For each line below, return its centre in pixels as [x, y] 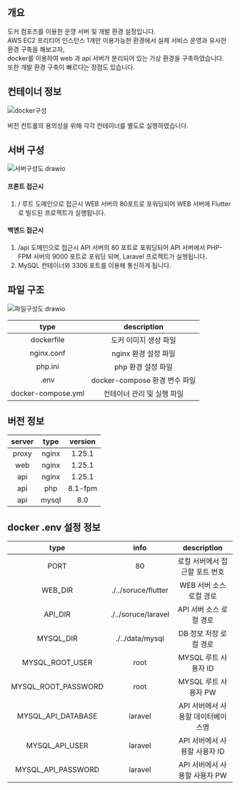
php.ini [47, 366]
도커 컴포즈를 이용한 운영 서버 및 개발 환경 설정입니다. [81, 31]
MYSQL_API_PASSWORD [57, 770]
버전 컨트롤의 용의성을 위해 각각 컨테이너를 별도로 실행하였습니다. [98, 125]
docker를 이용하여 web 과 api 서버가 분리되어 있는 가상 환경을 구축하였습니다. [116, 58]
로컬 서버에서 [198, 561]
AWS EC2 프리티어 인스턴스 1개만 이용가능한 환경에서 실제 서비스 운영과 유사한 [117, 40]
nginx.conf [47, 353]
